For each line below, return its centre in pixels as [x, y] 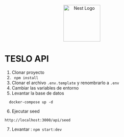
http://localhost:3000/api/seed [37, 120]
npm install [26, 78]
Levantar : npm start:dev [37, 129]
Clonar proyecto [28, 72]
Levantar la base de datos [38, 93]
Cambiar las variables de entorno [45, 88]
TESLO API [27, 59]
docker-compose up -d [31, 102]
